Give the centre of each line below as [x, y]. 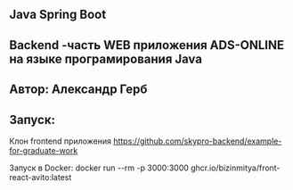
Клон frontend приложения [60, 141]
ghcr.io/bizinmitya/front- [236, 168]
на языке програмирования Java [106, 58]
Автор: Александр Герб [78, 90]
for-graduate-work [44, 150]
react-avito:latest [41, 177]
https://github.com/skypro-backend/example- [197, 141]
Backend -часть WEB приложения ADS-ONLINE [147, 45]
